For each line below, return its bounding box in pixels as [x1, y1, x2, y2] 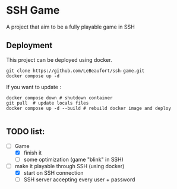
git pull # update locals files [6, 100, 89, 106]
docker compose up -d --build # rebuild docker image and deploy [6, 105, 171, 111]
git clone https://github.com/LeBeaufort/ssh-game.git [6, 68, 145, 74]
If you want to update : [6, 83, 61, 90]
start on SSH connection [23, 169, 84, 176]
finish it [23, 149, 42, 156]
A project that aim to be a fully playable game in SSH [6, 23, 135, 30]
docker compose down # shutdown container [6, 94, 113, 101]
